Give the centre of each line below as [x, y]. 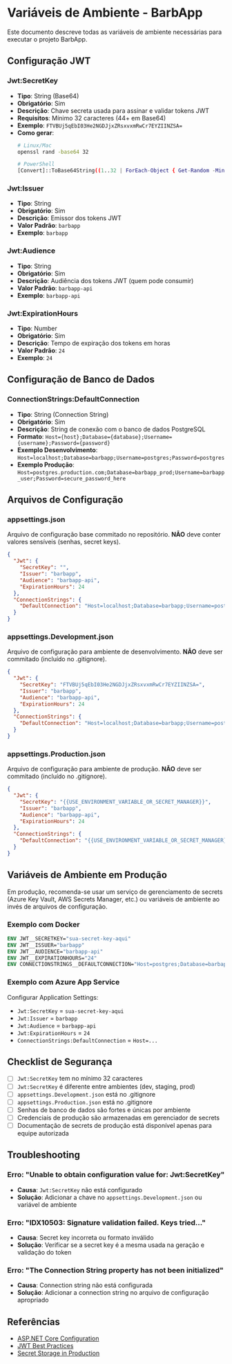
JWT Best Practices [45, 1345]
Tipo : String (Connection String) [63, 414]
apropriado [33, 1300]
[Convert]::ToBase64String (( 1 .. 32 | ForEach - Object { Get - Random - [116, 171]
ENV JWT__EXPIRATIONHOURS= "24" [52, 958]
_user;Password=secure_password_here [71, 478]
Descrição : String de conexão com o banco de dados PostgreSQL [111, 429]
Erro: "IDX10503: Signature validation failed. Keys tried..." [106, 1222]
